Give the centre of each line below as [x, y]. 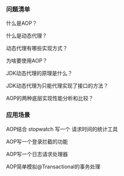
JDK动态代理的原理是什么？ [39, 73]
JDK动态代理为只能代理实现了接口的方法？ [57, 86]
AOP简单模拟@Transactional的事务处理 [53, 167]
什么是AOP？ [22, 23]
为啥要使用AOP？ [27, 61]
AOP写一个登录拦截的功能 [37, 141]
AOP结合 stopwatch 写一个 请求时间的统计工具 [62, 129]
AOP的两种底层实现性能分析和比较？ [50, 98]
